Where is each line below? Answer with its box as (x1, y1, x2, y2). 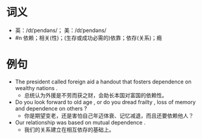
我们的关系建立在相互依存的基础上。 (24, 126, 115, 133)
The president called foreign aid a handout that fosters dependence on (15, 78, 192, 85)
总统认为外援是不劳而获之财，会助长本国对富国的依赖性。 (24, 91, 168, 99)
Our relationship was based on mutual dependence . (15, 118, 146, 126)
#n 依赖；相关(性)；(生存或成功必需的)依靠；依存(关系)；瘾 (15, 34, 162, 41)
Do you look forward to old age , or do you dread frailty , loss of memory (15, 98, 196, 106)
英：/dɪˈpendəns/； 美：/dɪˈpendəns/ (15, 27, 107, 34)
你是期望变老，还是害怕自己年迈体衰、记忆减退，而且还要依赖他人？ (24, 112, 194, 119)
